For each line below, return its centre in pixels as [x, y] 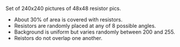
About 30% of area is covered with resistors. [68, 19]
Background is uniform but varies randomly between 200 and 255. [94, 32]
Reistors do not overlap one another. [58, 38]
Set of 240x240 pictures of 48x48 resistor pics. [63, 8]
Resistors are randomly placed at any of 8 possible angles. [85, 26]
